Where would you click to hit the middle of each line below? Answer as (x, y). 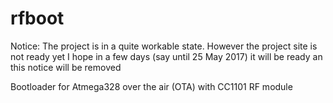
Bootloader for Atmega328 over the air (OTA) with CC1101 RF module (151, 86)
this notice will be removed (66, 67)
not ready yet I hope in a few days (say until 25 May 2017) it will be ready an (166, 56)
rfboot (37, 18)
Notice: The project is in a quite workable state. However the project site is (164, 46)
